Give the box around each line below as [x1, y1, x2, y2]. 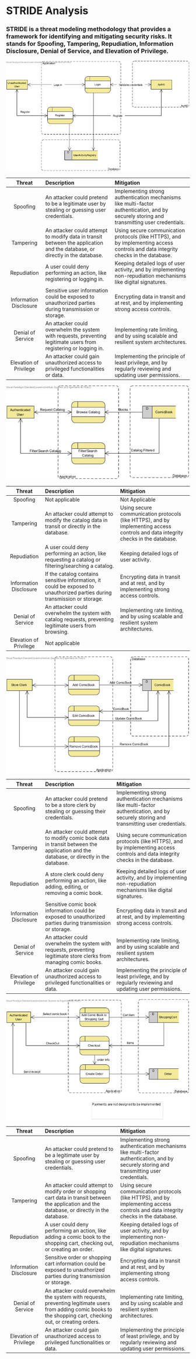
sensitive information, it [44, 576, 101, 584]
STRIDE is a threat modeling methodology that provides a [6, 25, 171, 33]
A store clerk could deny [45, 871, 104, 878]
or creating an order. [44, 1246, 94, 1253]
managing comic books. [45, 959, 103, 966]
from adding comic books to [44, 1306, 113, 1313]
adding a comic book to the [44, 1234, 111, 1241]
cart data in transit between [44, 1194, 111, 1201]
